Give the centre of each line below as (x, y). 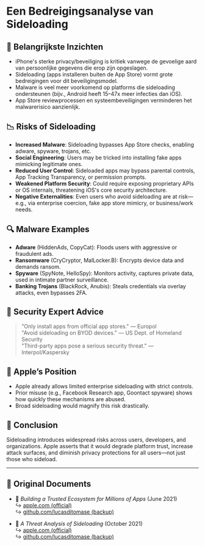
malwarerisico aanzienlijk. (48, 107)
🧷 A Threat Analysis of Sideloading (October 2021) (79, 523)
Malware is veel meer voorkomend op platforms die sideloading (95, 87)
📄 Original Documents (49, 484)
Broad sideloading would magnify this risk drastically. (82, 406)
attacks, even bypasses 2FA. (51, 293)
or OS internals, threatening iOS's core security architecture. (91, 190)
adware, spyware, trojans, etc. (53, 151)
